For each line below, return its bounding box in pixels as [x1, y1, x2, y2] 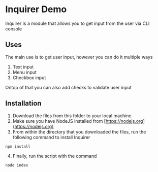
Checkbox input [12, 75, 46, 81]
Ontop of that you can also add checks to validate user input [5, 84, 132, 90]
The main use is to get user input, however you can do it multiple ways [5, 54, 153, 60]
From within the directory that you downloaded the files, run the [12, 128, 146, 135]
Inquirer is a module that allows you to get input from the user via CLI [5, 20, 150, 26]
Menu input [12, 69, 37, 75]
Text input [12, 63, 34, 70]
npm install [5, 144, 30, 149]
